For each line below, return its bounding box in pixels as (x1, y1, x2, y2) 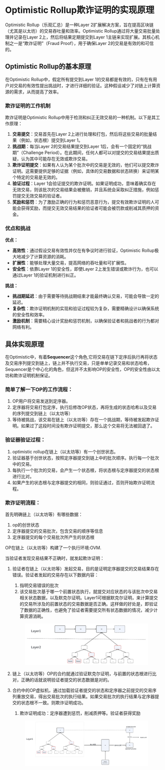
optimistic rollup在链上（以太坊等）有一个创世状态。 (12, 448, 118, 454)
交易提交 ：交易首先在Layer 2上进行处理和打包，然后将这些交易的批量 (12, 131, 153, 137)
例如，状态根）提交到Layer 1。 (21, 137, 83, 143)
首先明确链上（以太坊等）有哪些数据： (5, 512, 83, 518)
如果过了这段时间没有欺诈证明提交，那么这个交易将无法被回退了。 (21, 423, 155, 429)
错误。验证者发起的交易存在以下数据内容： (12, 572, 99, 578)
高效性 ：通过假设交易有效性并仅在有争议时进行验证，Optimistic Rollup (12, 247, 155, 253)
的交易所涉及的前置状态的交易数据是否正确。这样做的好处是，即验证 (19, 601, 158, 607)
